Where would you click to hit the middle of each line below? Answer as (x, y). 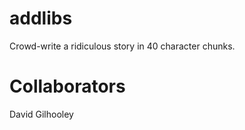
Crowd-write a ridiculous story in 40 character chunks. (122, 46)
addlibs (41, 18)
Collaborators (67, 86)
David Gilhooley (41, 114)
